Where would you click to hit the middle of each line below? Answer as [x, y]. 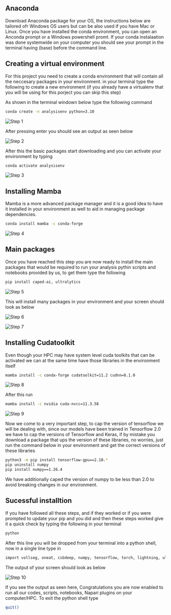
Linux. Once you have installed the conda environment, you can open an [81, 31]
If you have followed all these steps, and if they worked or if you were [78, 513]
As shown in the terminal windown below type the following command [79, 102]
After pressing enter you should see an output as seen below [69, 131]
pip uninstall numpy [27, 465]
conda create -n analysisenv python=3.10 [50, 112]
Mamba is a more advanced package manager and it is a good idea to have [84, 204]
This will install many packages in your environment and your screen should [85, 301]
